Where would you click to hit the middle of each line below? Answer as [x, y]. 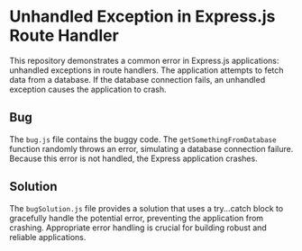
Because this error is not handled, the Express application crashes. [134, 158]
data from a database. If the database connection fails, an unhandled [137, 79]
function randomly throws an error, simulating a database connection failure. [151, 148]
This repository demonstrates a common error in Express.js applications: [144, 60]
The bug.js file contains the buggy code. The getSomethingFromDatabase [143, 139]
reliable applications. [48, 237]
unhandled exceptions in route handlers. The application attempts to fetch [146, 70]
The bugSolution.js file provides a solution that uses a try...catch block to [146, 208]
